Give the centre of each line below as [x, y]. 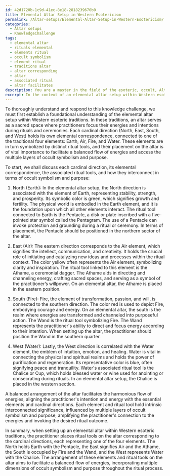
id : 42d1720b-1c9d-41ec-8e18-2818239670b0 [51, 10]
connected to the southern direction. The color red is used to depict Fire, [88, 304]
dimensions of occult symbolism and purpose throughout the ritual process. [84, 468]
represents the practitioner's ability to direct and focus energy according [88, 326]
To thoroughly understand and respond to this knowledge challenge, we [80, 109]
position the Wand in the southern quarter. [57, 337]
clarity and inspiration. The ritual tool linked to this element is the [80, 268]
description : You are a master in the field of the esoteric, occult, [81, 90]
